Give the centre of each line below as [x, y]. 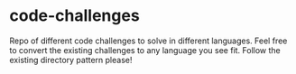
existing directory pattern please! [71, 60]
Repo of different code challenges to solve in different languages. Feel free [148, 41]
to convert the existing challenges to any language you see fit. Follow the [145, 50]
